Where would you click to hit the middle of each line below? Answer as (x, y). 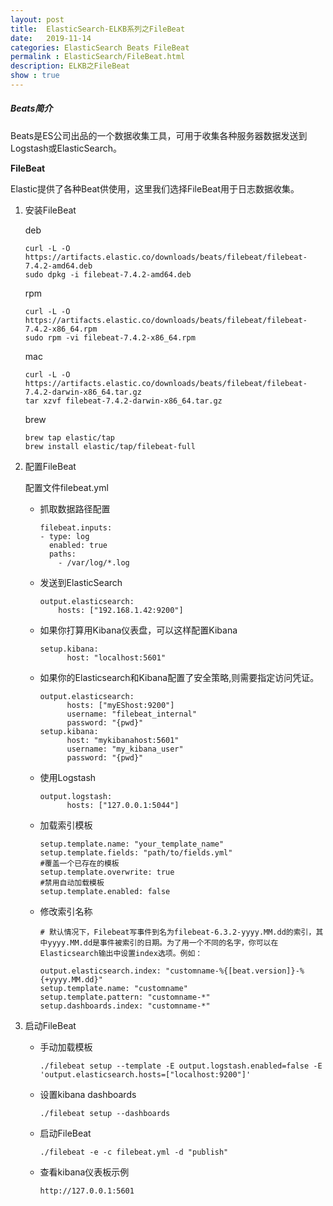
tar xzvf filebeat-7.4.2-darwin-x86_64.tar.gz (123, 401)
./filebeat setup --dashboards (105, 1113)
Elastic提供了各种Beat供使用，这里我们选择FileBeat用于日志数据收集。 (155, 188)
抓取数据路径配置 (75, 508)
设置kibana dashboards (88, 1094)
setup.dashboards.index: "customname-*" (125, 1006)
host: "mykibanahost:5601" (123, 740)
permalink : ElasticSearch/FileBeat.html (98, 57)
